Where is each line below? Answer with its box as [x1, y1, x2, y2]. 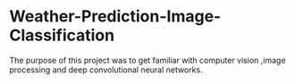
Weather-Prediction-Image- [9, 6, 222, 27]
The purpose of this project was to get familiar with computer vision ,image [9, 55, 286, 65]
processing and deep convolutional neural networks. [9, 64, 203, 75]
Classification [9, 25, 114, 46]
